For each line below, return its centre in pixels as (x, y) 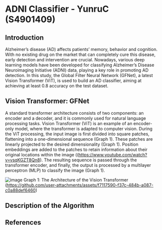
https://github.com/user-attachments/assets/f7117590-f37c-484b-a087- (80, 185)
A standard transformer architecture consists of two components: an (74, 113)
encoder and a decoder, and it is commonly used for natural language (76, 118)
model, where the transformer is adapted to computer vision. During (83, 128)
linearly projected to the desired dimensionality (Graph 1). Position (72, 144)
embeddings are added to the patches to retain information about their (76, 149)
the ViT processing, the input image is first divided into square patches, (77, 134)
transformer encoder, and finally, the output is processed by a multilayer (78, 165)
